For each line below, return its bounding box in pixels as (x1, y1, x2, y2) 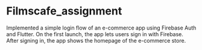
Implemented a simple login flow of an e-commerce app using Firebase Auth (6, 24, 197, 31)
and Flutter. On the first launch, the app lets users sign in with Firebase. (6, 30, 184, 37)
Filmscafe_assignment (6, 4, 122, 18)
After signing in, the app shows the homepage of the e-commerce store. (6, 37, 186, 44)
